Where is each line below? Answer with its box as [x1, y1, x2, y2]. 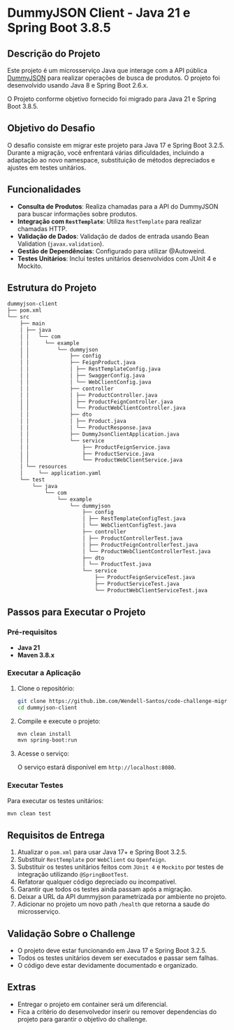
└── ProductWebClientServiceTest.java [94, 587, 208, 594]
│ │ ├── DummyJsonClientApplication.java [20, 431, 180, 438]
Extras [7, 982, 36, 994]
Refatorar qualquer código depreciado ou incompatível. [17, 877, 177, 886]
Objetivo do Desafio [7, 123, 96, 134]
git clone [17, 697, 47, 704]
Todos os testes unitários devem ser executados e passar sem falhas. [17, 954, 219, 962]
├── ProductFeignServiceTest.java [94, 574, 196, 581]
